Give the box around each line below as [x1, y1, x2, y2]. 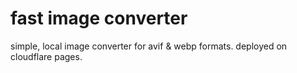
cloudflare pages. [10, 50, 83, 62]
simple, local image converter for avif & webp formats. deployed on [10, 40, 288, 52]
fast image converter [10, 7, 188, 30]
